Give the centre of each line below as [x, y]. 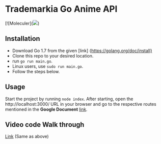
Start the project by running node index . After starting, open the [69, 99]
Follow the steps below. [36, 71]
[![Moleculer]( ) [22, 23]
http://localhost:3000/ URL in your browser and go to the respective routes [81, 104]
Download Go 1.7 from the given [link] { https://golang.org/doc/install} [82, 51]
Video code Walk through [45, 125]
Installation [23, 39]
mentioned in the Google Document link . [46, 109]
